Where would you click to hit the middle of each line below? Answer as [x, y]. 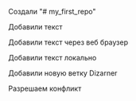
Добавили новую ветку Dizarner [63, 73]
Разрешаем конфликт [45, 88]
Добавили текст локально [52, 58]
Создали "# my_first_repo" [52, 12]
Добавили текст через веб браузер [68, 42]
